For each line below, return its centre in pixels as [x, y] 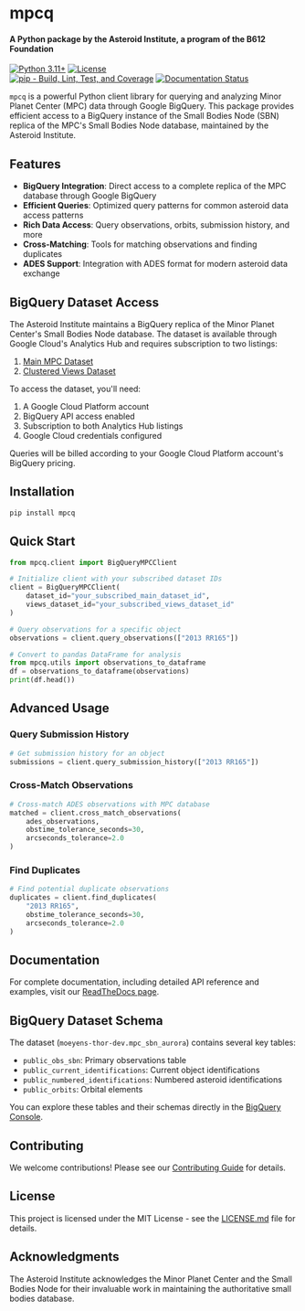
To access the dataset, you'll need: [75, 389]
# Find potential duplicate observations [89, 890]
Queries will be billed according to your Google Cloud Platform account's [147, 453]
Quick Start [42, 542]
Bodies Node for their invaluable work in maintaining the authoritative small [151, 1288]
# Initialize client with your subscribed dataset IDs [116, 579]
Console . [26, 1117]
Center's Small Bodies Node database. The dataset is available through [143, 334]
